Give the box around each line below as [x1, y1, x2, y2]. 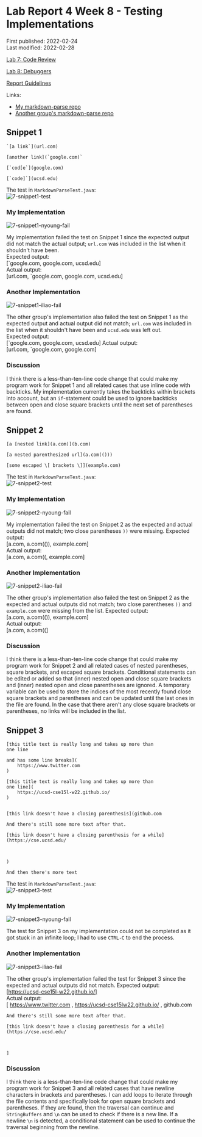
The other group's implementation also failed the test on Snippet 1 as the [6, 313, 189, 321]
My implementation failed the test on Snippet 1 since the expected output [6, 234, 190, 241]
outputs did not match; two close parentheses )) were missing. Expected [6, 527, 190, 535]
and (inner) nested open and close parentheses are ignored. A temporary [6, 682, 190, 689]
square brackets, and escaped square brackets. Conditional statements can [6, 668, 196, 676]
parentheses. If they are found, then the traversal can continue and [6, 1104, 175, 1111]
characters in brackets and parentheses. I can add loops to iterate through [6, 1091, 193, 1099]
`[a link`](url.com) [6, 143, 59, 150]
